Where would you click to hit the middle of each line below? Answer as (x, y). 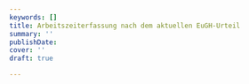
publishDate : (33, 42)
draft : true (31, 58)
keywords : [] (33, 17)
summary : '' (31, 34)
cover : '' (28, 50)
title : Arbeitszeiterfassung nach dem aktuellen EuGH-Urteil (125, 26)
